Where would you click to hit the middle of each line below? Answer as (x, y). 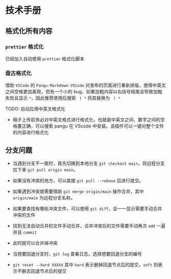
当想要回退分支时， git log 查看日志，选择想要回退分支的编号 (77, 253)
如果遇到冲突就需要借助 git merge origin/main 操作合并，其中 (78, 191)
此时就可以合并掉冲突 (35, 243)
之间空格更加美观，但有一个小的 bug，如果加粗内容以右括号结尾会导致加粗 (84, 92)
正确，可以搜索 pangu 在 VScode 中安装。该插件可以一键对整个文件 (93, 126)
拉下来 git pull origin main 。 (45, 169)
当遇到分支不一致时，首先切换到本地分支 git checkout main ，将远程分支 (89, 163)
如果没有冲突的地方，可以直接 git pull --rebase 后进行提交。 (78, 180)
